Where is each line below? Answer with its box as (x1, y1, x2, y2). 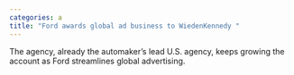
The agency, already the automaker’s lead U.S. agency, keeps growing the (9, 46, 285, 56)
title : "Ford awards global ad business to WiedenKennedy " (9, 21, 241, 30)
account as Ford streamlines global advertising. (9, 55, 186, 66)
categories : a (9, 12, 63, 22)
